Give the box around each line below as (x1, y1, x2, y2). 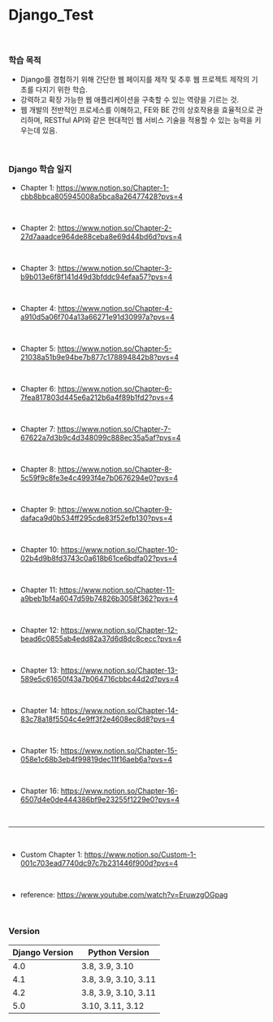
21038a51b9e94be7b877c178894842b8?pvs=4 (19, 352, 179, 362)
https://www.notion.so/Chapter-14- (60, 705, 179, 715)
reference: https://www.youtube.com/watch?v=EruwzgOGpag (19, 889, 228, 899)
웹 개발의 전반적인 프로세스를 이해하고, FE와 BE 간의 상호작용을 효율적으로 (19, 105, 254, 115)
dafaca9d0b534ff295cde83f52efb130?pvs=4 (19, 513, 173, 523)
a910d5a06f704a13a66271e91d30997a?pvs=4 (19, 312, 175, 322)
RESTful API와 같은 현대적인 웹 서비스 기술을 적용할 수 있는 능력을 (44, 116, 253, 125)
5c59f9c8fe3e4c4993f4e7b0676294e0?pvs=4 (19, 472, 179, 482)
